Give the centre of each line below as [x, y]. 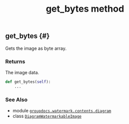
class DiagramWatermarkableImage [47, 116]
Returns [15, 61]
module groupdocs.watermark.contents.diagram [62, 110]
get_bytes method [85, 9]
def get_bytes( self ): [28, 82]
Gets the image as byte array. [36, 48]
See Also [16, 100]
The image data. [22, 72]
